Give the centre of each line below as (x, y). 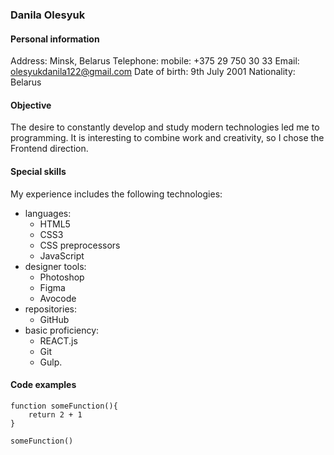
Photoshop (62, 277)
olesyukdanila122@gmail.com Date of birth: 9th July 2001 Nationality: (153, 72)
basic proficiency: (62, 330)
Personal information (55, 39)
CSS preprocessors (80, 245)
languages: (48, 213)
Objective (31, 105)
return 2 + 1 (55, 414)
